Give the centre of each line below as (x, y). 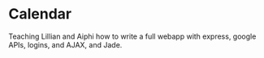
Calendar (40, 14)
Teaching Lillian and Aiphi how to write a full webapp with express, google (132, 36)
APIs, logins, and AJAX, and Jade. (65, 44)
